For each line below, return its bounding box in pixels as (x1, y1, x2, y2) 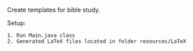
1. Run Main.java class (7, 32, 76, 39)
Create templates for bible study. (7, 6, 101, 14)
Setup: (7, 19, 26, 27)
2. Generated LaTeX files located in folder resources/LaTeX (7, 38, 187, 45)
